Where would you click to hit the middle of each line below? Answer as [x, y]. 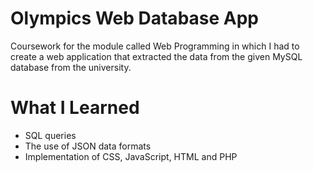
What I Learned [75, 108]
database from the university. [71, 67]
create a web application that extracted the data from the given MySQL [156, 56]
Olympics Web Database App [135, 18]
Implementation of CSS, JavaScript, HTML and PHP [131, 156]
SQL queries [50, 135]
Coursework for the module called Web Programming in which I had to [155, 46]
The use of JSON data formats [88, 146]
